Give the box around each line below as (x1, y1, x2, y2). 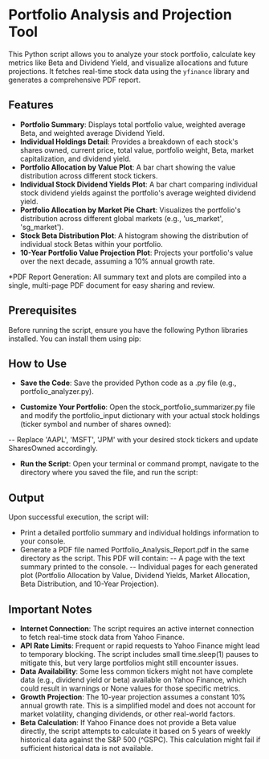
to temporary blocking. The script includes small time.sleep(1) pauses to (19, 650, 259, 658)
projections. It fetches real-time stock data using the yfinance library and (8, 66, 250, 76)
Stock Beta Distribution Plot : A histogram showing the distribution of (19, 231, 249, 240)
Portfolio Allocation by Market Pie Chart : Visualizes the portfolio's (19, 205, 241, 215)
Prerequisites (8, 304, 77, 318)
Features (8, 98, 54, 112)
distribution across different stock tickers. (19, 170, 158, 180)
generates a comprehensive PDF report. (8, 75, 141, 84)
